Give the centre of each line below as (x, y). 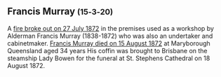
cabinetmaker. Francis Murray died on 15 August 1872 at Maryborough (109, 43)
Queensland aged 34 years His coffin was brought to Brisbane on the (108, 50)
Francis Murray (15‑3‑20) (60, 12)
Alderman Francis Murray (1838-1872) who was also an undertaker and (110, 36)
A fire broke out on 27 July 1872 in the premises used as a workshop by (110, 28)
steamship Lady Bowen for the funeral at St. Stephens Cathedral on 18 (109, 58)
